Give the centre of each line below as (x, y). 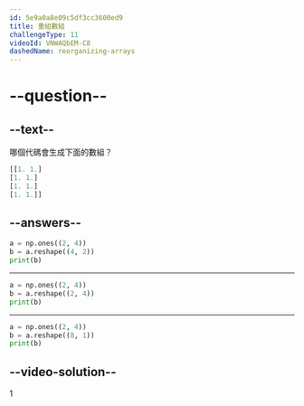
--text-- (32, 129)
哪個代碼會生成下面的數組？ (61, 152)
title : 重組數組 (37, 26)
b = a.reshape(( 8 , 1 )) (52, 335)
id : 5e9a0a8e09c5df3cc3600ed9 (66, 18)
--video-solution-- (63, 372)
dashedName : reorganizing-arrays (72, 52)
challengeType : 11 (44, 34)
